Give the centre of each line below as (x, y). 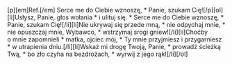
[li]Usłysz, (22, 17)
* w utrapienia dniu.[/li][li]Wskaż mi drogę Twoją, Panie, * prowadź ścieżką (114, 47)
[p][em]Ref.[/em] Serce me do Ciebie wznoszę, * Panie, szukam (99, 10)
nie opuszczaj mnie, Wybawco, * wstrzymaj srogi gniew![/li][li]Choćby (108, 32)
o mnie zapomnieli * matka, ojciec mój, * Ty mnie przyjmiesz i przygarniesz (115, 39)
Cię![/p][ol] (208, 10)
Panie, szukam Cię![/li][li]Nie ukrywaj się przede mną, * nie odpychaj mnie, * (116, 25)
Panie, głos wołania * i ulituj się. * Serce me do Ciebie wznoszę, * (131, 17)
